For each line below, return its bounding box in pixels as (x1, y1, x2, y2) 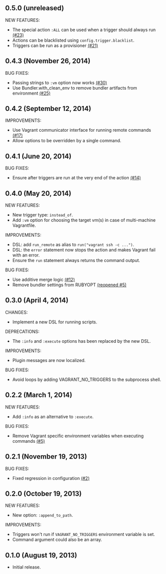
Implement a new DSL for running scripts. (12, 319, 98, 325)
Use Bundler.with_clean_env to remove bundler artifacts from (12, 85, 137, 91)
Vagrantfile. (12, 222, 36, 228)
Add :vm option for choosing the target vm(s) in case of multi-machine (12, 217, 156, 223)
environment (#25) (12, 90, 51, 96)
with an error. (12, 252, 40, 258)
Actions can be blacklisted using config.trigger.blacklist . (12, 37, 135, 43)
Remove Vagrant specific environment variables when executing (12, 433, 144, 439)
